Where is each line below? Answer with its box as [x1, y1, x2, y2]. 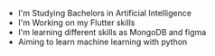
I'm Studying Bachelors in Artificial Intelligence [17, 8, 192, 18]
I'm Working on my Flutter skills [17, 17, 136, 28]
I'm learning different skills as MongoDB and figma [17, 27, 207, 37]
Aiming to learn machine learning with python [17, 36, 188, 47]
